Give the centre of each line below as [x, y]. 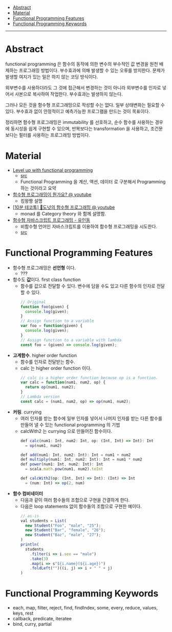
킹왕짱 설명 [31, 201]
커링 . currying [27, 412]
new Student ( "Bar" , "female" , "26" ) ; [65, 530]
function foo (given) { [45, 307]
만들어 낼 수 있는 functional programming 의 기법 [70, 425]
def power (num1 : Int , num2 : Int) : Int [62, 464]
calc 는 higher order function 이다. [56, 368]
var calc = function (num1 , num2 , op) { [63, 383]
